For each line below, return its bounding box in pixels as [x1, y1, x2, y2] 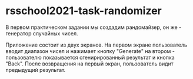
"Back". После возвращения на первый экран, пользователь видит [5, 60, 174, 67]
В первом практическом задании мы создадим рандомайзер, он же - [5, 24, 182, 31]
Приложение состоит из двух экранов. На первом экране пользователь [5, 41, 188, 48]
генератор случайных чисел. [5, 29, 78, 37]
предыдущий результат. [5, 66, 66, 73]
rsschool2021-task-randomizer [5, 4, 162, 18]
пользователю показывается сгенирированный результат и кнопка [5, 54, 175, 61]
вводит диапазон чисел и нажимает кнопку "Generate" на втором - [5, 47, 175, 54]
